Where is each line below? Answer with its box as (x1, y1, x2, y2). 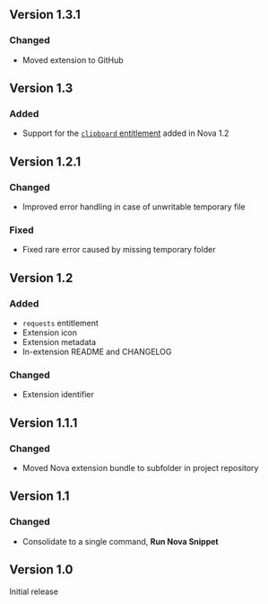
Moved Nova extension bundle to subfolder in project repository (22, 463, 259, 474)
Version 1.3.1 (9, 7, 81, 22)
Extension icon (22, 327, 78, 338)
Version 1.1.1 (9, 415, 78, 431)
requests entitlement (22, 318, 99, 329)
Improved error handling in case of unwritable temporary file (22, 201, 246, 212)
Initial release (9, 586, 58, 597)
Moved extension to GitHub (22, 54, 124, 66)
